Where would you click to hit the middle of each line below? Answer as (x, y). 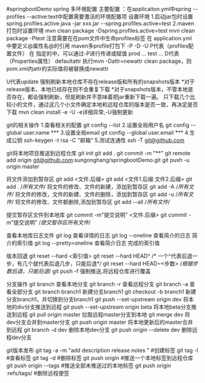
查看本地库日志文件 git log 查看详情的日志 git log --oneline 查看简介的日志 (99, 235)
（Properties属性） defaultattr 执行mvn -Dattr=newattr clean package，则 (99, 61)
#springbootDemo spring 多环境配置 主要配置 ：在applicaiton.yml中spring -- (102, 9)
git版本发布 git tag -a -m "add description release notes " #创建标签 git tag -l (102, 350)
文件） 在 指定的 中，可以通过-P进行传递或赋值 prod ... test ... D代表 (95, 53)
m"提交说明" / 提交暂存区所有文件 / (49, 222)
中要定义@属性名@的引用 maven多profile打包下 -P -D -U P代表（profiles (97, 46)
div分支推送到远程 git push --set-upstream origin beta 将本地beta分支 (104, 307)
